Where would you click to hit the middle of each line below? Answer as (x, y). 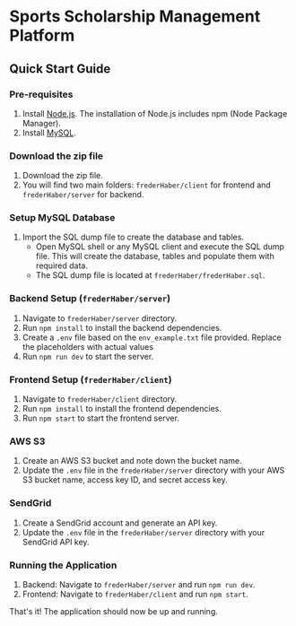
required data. (61, 265)
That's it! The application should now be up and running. (113, 611)
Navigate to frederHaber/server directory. (100, 318)
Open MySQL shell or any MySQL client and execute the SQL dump (160, 247)
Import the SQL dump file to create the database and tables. (133, 237)
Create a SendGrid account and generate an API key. (120, 523)
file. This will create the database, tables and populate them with (155, 256)
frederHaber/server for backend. (83, 195)
